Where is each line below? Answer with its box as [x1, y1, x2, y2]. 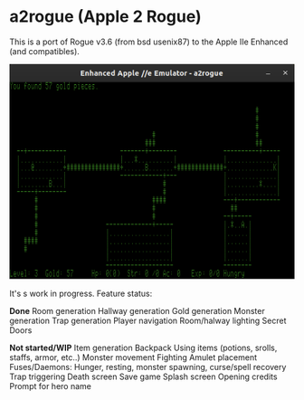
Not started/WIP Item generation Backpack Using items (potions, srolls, [9, 342, 278, 353]
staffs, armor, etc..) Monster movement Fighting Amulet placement [9, 351, 258, 363]
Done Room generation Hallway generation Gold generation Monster [9, 305, 265, 316]
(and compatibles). [9, 45, 80, 56]
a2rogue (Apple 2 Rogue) [9, 6, 202, 27]
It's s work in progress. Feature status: [9, 288, 153, 299]
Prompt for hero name [9, 380, 92, 391]
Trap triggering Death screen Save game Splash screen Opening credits [9, 371, 278, 382]
